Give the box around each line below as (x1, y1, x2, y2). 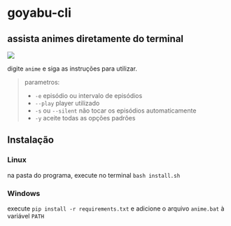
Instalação (7, 134, 55, 146)
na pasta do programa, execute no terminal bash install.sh (7, 171, 181, 179)
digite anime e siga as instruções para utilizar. (7, 64, 138, 73)
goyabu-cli (7, 5, 72, 21)
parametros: (24, 78, 60, 86)
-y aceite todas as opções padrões (34, 114, 136, 122)
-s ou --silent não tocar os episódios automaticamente (34, 106, 197, 115)
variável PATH (7, 211, 44, 220)
